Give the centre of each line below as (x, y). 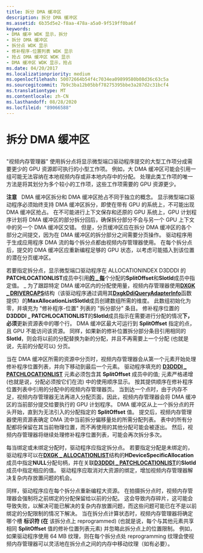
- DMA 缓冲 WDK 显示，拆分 (37, 35)
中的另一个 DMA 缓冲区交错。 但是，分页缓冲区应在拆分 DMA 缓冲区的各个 (99, 227)
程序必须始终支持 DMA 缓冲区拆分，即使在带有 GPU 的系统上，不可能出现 (103, 205)
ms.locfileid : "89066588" (39, 108)
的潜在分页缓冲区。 (30, 257)
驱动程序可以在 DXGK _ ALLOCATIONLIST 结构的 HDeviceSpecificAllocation (100, 455)
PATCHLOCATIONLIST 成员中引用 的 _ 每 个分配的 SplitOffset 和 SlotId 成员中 (98, 278)
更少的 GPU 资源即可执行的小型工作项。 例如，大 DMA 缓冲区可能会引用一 (104, 169)
